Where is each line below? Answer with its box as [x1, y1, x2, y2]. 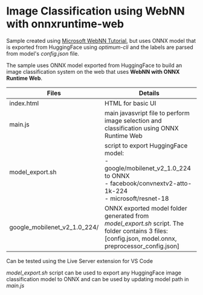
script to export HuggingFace [105, 141, 188, 149]
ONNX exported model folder [105, 204, 187, 212]
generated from [105, 212, 149, 220]
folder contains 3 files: [105, 227, 168, 235]
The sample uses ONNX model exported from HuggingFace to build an [6, 62, 182, 69]
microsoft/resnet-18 [109, 194, 169, 203]
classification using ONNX [105, 124, 179, 132]
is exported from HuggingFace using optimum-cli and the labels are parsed [6, 44, 193, 51]
